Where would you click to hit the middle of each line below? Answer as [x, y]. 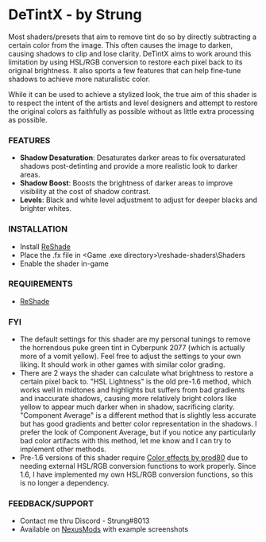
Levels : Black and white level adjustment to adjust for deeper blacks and [139, 200]
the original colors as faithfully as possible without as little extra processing [131, 111]
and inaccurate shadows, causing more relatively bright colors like [128, 399]
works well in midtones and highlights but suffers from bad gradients [132, 390]
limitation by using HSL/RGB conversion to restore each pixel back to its [125, 62]
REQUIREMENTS [40, 284]
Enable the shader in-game [64, 263]
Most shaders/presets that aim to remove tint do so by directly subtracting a [132, 37]
